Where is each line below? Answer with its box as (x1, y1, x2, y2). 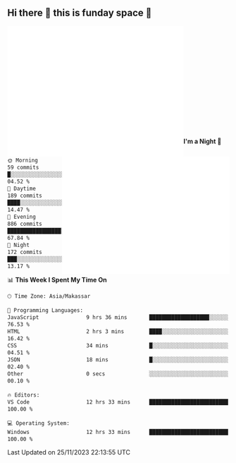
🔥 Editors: (7, 391, 40, 399)
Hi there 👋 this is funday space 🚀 (7, 7, 152, 19)
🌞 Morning (7, 157, 39, 164)
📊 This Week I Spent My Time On (7, 275, 107, 284)
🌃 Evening (7, 213, 37, 220)
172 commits (7, 248, 42, 255)
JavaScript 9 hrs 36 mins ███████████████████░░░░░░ (7, 313, 229, 321)
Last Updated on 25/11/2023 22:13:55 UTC (7, 447, 130, 456)
